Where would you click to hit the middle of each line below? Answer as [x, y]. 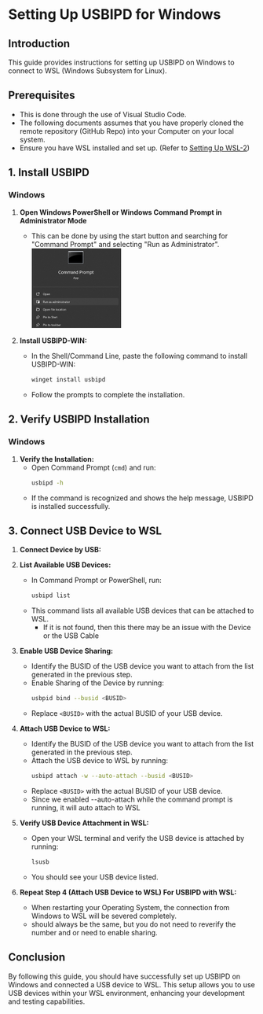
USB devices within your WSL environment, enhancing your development [126, 993]
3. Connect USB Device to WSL [85, 531]
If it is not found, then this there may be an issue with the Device [147, 628]
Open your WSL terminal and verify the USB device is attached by [138, 839]
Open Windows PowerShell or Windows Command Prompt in [121, 212]
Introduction [39, 44]
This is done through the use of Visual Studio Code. [103, 114]
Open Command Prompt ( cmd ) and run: [93, 467]
